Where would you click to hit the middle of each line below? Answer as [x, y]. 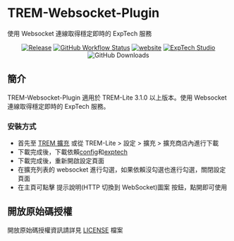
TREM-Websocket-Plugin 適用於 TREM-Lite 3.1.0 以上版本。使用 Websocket [117, 98]
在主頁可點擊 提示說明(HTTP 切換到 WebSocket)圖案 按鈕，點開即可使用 [122, 187]
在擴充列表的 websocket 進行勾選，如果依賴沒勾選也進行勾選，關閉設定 [122, 170]
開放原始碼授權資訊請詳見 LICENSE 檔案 [65, 230]
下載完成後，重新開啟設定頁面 [61, 161]
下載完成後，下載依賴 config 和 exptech [73, 152]
